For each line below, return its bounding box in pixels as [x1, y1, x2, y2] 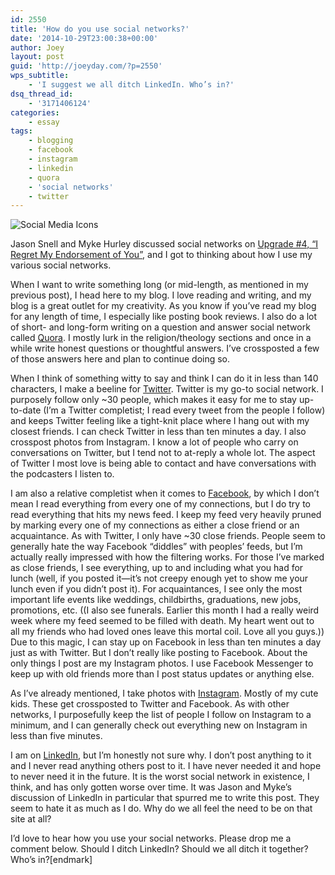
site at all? [10, 813, 52, 825]
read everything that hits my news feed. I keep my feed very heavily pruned [10, 509, 322, 521]
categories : [10, 107, 60, 118]
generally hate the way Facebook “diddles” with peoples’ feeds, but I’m [10, 541, 303, 553]
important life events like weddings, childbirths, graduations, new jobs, [10, 594, 302, 606]
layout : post [10, 52, 65, 62]
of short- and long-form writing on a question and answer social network [10, 321, 311, 333]
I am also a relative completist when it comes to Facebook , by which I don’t [10, 487, 320, 500]
